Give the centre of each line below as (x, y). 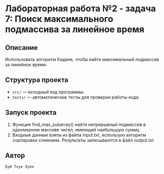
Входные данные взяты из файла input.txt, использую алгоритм (79, 135)
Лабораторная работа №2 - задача (81, 9)
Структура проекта (37, 80)
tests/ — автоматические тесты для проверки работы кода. (76, 97)
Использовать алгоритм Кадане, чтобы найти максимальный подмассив (82, 59)
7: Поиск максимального (59, 19)
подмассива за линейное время (75, 29)
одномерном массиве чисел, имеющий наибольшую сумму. (76, 130)
